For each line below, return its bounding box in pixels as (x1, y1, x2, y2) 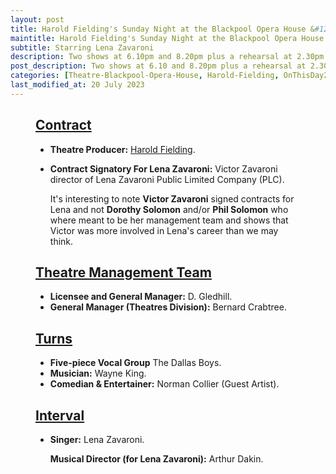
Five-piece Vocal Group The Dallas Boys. (49, 357, 222, 369)
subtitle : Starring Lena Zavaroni (10, 42, 155, 53)
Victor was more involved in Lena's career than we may (49, 224, 279, 236)
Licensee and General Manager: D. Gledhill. (49, 291, 233, 303)
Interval (35, 407, 85, 424)
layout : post (10, 14, 65, 25)
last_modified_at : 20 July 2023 (10, 80, 145, 90)
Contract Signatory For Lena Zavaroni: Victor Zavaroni (49, 162, 278, 175)
